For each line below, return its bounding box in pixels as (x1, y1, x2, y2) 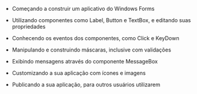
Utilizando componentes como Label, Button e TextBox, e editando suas (11, 17, 191, 23)
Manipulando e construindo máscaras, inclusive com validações (11, 46, 172, 53)
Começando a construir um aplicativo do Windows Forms (11, 5, 155, 12)
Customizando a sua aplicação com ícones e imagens (11, 69, 146, 77)
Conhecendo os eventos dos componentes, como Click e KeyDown (11, 35, 180, 41)
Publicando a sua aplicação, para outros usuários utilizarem (11, 81, 161, 88)
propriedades (11, 23, 46, 30)
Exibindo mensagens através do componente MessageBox (11, 58, 158, 65)
